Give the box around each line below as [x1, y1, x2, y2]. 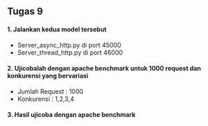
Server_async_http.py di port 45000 [17, 41, 121, 49]
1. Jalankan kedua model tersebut [7, 24, 107, 34]
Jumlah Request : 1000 [17, 87, 84, 95]
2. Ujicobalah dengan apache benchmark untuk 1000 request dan [7, 64, 201, 73]
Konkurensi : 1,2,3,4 [17, 94, 75, 103]
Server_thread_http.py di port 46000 [17, 48, 124, 57]
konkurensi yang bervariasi [7, 71, 89, 80]
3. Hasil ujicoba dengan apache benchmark [7, 111, 136, 119]
